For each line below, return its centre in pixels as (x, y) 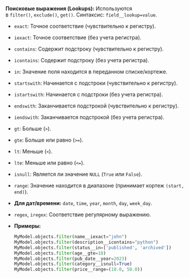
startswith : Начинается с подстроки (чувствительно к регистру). (96, 83)
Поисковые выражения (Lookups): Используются (69, 9)
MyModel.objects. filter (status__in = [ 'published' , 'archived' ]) (93, 247)
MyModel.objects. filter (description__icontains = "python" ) (86, 242)
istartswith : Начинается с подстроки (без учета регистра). (88, 94)
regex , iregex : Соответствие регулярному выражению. (83, 215)
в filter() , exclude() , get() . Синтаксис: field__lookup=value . (81, 15)
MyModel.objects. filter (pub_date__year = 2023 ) (70, 259)
